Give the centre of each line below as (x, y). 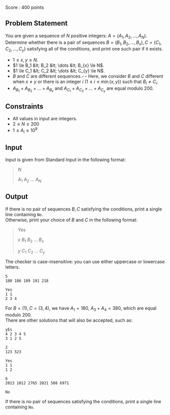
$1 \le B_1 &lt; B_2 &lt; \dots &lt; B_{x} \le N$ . (58, 65)
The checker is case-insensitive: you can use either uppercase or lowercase (85, 262)
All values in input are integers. (45, 118)
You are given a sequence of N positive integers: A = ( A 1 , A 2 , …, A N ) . (76, 36)
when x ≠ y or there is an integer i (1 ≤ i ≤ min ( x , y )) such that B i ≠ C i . (85, 82)
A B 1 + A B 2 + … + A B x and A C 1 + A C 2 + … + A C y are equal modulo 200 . (83, 89)
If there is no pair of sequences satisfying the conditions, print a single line (83, 402)
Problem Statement (37, 23)
